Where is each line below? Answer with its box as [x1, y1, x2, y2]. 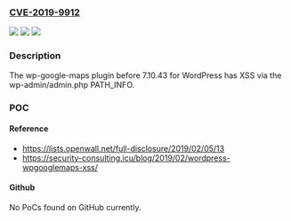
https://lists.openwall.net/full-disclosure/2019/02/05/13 [21, 143, 225, 154]
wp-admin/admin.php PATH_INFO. [9, 79, 135, 90]
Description [9, 50, 61, 62]
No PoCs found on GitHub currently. [9, 201, 141, 212]
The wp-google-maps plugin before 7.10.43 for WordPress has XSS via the [9, 69, 282, 81]
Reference [9, 123, 49, 134]
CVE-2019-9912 [9, 6, 80, 19]
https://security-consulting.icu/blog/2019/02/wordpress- [21, 153, 230, 163]
